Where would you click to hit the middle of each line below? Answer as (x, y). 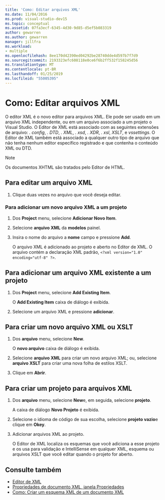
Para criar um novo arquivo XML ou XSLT (69, 327)
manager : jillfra (23, 42)
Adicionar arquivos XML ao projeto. (48, 434)
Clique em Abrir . (29, 373)
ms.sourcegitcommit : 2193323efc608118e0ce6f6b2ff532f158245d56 (72, 60)
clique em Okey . (29, 424)
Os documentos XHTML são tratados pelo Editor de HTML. (65, 167)
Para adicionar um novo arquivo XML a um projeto (66, 207)
